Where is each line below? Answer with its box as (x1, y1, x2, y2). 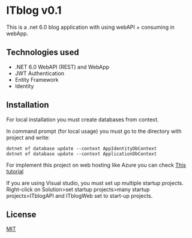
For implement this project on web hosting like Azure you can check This (6, 161, 186, 168)
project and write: (6, 133, 50, 141)
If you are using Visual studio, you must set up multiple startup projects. (6, 179, 184, 186)
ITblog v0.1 (6, 4, 62, 17)
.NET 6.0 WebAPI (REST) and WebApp (14, 63, 110, 70)
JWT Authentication (14, 70, 65, 77)
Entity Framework (14, 76, 59, 83)
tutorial (6, 168, 24, 175)
